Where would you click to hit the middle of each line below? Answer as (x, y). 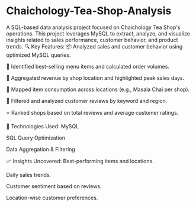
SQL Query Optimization (36, 138)
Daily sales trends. (29, 174)
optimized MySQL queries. (38, 55)
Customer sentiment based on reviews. (54, 186)
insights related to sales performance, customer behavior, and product (92, 40)
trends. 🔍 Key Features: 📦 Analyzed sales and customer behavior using (94, 46)
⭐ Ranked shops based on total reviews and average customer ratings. (92, 112)
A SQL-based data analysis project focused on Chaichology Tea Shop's (93, 27)
